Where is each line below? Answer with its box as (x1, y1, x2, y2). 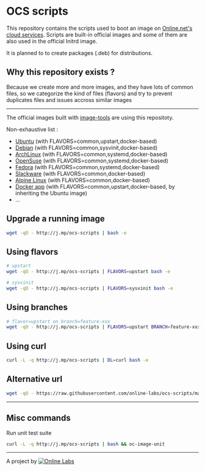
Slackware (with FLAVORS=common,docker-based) (15, 170, 146, 177)
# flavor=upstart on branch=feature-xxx (6, 318, 111, 324)
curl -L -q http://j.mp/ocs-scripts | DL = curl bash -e (6, 357, 149, 363)
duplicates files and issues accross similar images (6, 96, 132, 103)
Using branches (6, 302, 68, 313)
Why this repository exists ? (6, 67, 115, 78)
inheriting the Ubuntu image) (15, 189, 87, 197)
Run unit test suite (6, 429, 52, 436)
